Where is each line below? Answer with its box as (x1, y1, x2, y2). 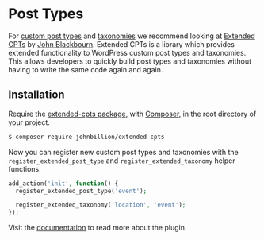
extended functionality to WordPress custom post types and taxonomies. (8, 48, 247, 57)
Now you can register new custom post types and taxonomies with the (8, 147, 239, 157)
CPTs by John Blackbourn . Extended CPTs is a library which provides (8, 39, 235, 48)
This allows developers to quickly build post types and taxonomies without (8, 56, 252, 66)
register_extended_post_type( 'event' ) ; (15, 187, 147, 195)
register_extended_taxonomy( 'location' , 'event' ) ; (15, 201, 186, 209)
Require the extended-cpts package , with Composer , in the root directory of (8, 109, 257, 118)
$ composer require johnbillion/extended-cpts (8, 133, 165, 141)
